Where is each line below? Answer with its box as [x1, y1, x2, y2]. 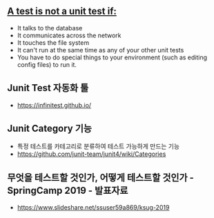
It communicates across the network [17, 31, 122, 39]
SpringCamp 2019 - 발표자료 [7, 184, 128, 196]
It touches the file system [17, 38, 90, 47]
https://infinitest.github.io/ [17, 101, 92, 109]
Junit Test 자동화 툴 [7, 82, 89, 94]
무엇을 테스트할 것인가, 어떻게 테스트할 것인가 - [7, 172, 195, 184]
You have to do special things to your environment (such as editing [17, 53, 208, 61]
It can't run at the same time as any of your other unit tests [17, 46, 184, 54]
